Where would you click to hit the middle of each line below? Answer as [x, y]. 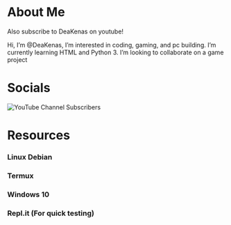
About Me [36, 12]
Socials [29, 88]
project [17, 59]
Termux [20, 176]
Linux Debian [30, 157]
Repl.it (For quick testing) [51, 213]
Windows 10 [28, 194]
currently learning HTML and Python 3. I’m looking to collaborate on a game [115, 52]
